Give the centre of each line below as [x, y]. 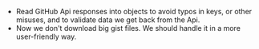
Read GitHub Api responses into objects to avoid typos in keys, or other [134, 11]
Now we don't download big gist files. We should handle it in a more [128, 28]
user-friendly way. [46, 36]
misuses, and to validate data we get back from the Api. [108, 20]
